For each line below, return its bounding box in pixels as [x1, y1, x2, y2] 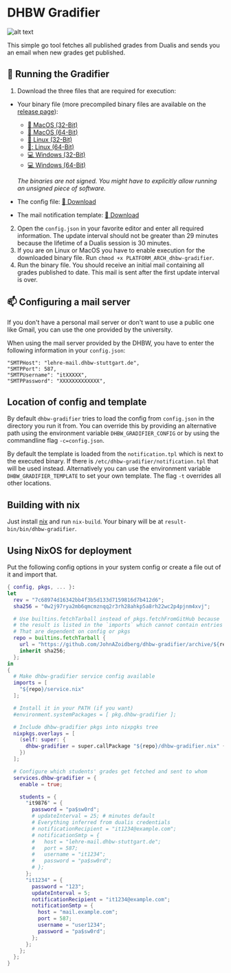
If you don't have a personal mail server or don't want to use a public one [7, 318, 214, 326]
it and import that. [7, 570, 58, 579]
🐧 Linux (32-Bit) [27, 135, 73, 143]
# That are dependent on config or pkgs [13, 628, 131, 635]
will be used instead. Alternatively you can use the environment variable [7, 464, 211, 473]
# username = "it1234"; [32, 851, 107, 858]
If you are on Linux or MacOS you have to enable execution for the [16, 246, 206, 254]
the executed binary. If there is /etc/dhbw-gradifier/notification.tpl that [7, 457, 219, 465]
